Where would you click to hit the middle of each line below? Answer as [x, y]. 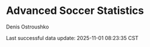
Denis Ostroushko [28, 27]
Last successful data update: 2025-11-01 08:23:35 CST [72, 38]
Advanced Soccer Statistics [75, 11]
